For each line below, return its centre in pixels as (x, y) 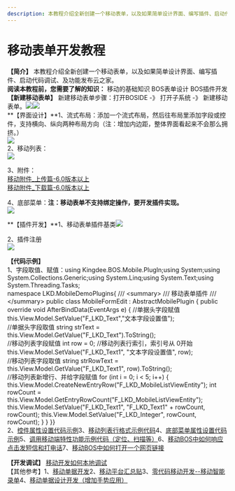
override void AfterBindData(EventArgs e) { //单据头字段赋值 (94, 309)
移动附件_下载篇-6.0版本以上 (48, 187)
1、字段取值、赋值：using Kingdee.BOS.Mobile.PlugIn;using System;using (114, 269)
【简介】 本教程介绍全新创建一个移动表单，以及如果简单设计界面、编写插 (112, 71)
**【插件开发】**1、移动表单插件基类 (62, 224)
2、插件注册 (24, 239)
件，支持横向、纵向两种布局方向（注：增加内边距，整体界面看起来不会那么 (114, 124)
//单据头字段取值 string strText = (54, 327)
